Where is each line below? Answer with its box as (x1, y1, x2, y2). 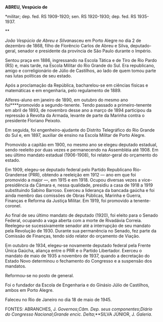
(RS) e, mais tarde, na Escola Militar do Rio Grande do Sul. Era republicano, (5, 63, 155, 68)
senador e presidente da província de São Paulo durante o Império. (18, 48, 152, 54)
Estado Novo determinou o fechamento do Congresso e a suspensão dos (5, 258, 152, 264)
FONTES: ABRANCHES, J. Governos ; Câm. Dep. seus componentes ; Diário (5, 306, 152, 312)
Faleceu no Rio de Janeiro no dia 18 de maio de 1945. (5, 297, 112, 303)
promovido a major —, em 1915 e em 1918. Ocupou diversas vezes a (5, 177, 141, 183)
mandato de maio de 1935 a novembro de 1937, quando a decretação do (5, 253, 150, 259)
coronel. (5, 203, 22, 208)
